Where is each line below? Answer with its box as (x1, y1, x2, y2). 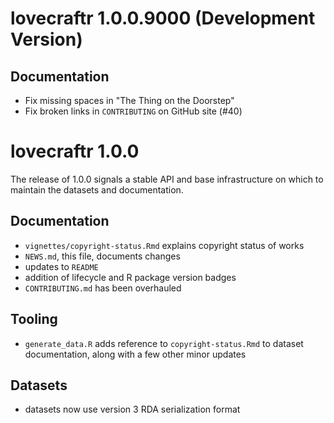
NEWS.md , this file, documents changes (24, 250, 181, 262)
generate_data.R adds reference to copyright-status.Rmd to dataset (24, 337, 304, 349)
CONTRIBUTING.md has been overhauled (24, 282, 182, 294)
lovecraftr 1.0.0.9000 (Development (10, 7, 316, 30)
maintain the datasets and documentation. (10, 183, 184, 196)
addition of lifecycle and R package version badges (24, 271, 237, 283)
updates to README (24, 260, 99, 272)
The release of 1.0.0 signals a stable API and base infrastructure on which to (10, 173, 324, 185)
